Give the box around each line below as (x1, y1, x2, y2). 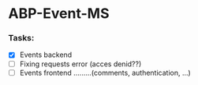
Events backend (19, 50, 73, 59)
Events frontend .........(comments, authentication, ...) (19, 68, 191, 77)
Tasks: (8, 33, 35, 44)
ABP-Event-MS (8, 5, 110, 23)
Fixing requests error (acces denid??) (19, 59, 142, 69)
